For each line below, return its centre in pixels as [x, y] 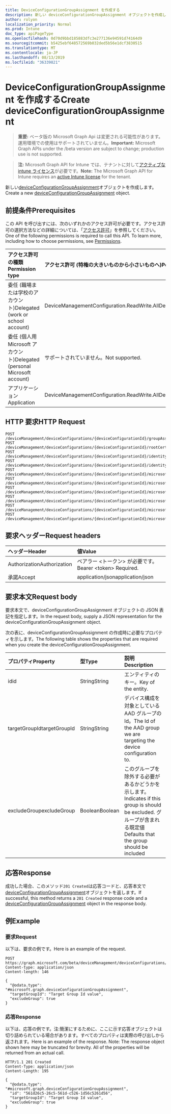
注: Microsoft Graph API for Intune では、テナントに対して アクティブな [92, 165]
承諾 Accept [22, 577]
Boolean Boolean [100, 811]
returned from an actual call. [35, 1053]
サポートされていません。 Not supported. [93, 358]
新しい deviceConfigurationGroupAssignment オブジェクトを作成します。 [81, 187]
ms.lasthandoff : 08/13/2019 [35, 57]
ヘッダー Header [27, 551]
